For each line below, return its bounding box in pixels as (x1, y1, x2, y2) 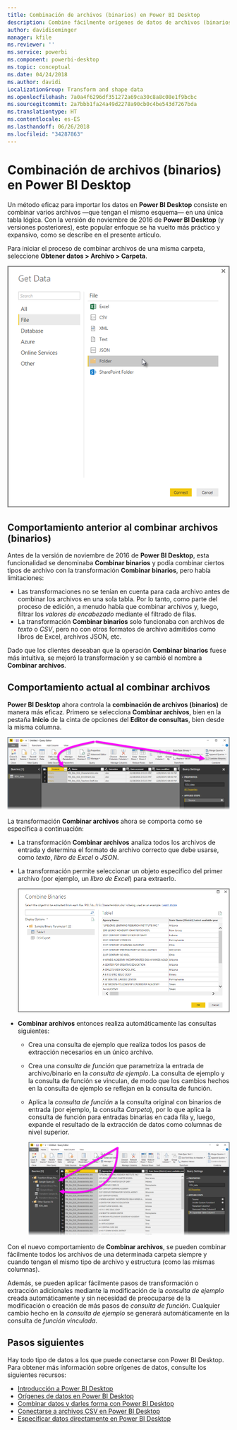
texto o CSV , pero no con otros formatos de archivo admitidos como (17, 625, 217, 634)
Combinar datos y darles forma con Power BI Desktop (17, 1399, 174, 1407)
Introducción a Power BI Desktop (17, 1384, 114, 1393)
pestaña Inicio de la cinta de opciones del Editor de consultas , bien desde (7, 715, 224, 723)
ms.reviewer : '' (7, 41, 55, 49)
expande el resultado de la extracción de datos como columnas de (28, 1120, 222, 1128)
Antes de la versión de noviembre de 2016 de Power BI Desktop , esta (7, 551, 209, 560)
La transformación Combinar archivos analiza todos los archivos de (17, 838, 216, 847)
